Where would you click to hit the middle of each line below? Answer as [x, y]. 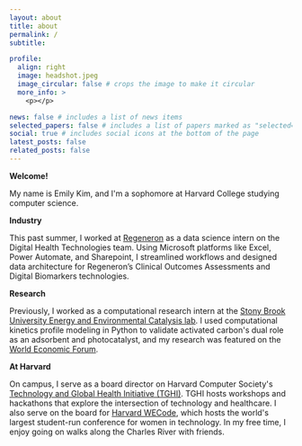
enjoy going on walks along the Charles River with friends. [117, 432]
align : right [42, 67]
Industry [26, 220]
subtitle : [28, 43]
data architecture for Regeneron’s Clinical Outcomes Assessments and [140, 266]
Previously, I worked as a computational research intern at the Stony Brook [147, 310]
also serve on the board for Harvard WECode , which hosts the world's [139, 412]
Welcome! [29, 175]
